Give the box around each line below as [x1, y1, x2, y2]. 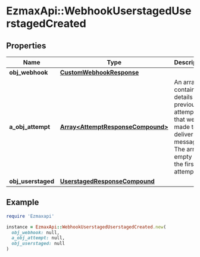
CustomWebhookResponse [60, 69, 139, 76]
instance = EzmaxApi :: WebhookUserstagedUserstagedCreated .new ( [6, 224, 167, 230]
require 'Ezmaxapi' [6, 213, 55, 219]
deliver [174, 130, 193, 138]
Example [6, 197, 39, 208]
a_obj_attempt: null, [11, 235, 65, 241]
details [174, 93, 193, 101]
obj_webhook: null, [11, 230, 60, 236]
